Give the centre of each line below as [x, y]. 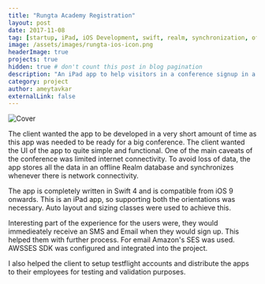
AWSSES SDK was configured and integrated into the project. [108, 248]
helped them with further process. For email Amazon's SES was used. [121, 240]
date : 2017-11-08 [37, 30]
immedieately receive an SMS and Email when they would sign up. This [123, 232]
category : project [38, 81]
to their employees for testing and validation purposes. [97, 272]
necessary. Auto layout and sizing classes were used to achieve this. [119, 208]
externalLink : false [42, 96]
